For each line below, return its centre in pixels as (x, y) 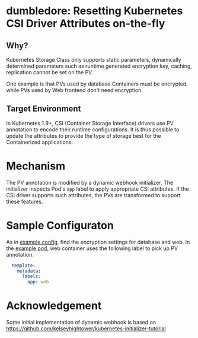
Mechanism (36, 166)
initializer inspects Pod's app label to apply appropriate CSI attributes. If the (98, 189)
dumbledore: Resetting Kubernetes (95, 11)
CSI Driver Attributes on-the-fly (86, 23)
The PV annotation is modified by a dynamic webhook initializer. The (90, 182)
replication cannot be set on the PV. (50, 72)
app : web (38, 282)
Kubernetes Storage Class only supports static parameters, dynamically (94, 60)
